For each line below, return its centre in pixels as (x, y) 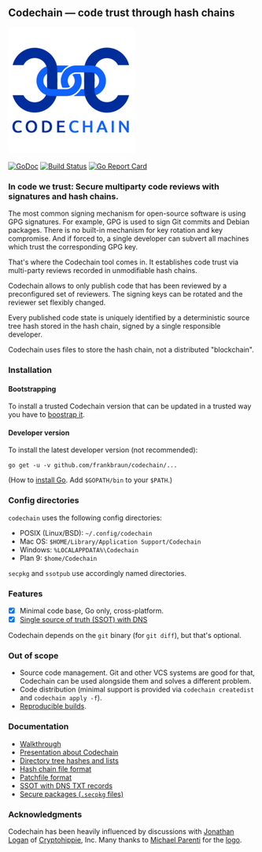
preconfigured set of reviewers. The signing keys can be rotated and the (125, 294)
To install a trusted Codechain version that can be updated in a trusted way (130, 406)
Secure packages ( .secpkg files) (72, 794)
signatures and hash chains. (64, 196)
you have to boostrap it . (46, 415)
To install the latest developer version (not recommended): (103, 450)
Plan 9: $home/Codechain (58, 558)
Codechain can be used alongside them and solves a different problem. (135, 681)
